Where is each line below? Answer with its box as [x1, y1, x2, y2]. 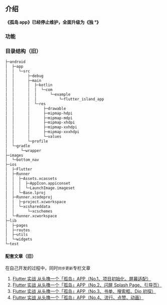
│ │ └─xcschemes [5, 209, 53, 214]
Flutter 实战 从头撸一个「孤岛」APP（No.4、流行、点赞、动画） [12, 294, 144, 300]
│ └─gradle [5, 143, 30, 148]
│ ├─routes [5, 228, 30, 233]
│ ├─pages [5, 223, 28, 228]
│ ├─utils [5, 232, 28, 237]
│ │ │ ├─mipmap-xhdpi [5, 120, 75, 125]
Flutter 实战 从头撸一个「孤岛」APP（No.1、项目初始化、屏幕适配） [12, 276, 151, 282]
